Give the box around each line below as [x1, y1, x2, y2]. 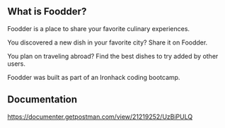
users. [7, 59, 26, 68]
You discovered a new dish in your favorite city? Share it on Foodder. [7, 38, 208, 47]
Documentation [7, 93, 78, 105]
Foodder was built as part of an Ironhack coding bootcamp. [7, 73, 180, 81]
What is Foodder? [7, 6, 87, 18]
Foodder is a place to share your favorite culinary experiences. [7, 24, 190, 33]
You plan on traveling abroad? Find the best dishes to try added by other [7, 52, 219, 60]
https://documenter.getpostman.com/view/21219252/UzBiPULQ [7, 112, 193, 121]
